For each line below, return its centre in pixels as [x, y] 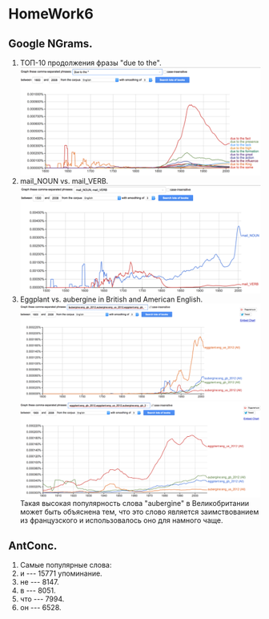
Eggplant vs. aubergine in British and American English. [111, 299]
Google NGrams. [51, 44]
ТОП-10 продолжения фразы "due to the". [90, 63]
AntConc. [33, 546]
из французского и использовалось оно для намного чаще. [121, 520]
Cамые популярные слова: [66, 565]
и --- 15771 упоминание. [61, 573]
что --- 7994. [42, 599]
